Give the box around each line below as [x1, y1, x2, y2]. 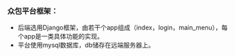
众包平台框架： [7, 6, 59, 15]
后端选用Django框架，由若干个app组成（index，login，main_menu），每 [17, 23, 228, 32]
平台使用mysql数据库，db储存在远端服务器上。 [17, 41, 155, 50]
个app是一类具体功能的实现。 [17, 32, 104, 41]
